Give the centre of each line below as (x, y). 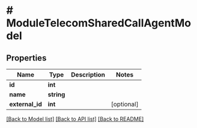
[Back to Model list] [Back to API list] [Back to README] (75, 119)
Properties (26, 58)
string (56, 95)
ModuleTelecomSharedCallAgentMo (98, 23)
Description (88, 74)
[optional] (125, 104)
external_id (26, 104)
